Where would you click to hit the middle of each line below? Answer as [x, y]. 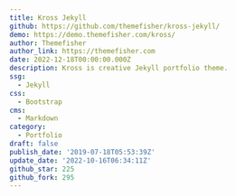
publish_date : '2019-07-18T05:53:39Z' [82, 152]
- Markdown [38, 118]
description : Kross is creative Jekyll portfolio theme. [119, 69]
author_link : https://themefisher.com [82, 51]
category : [28, 127]
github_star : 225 [42, 169]
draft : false [34, 144]
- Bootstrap [40, 102]
